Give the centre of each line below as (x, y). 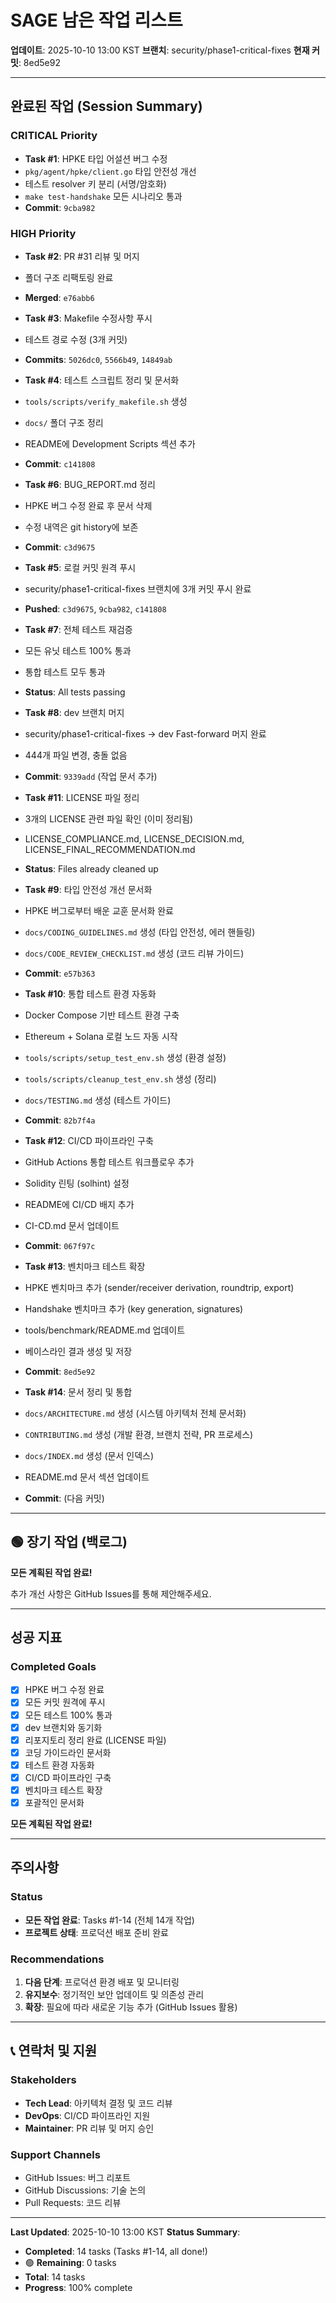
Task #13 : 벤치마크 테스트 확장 (85, 1266)
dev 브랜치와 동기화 (63, 1727)
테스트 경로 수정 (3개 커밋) (76, 339)
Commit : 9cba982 (60, 207)
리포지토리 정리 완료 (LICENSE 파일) (95, 1740)
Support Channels (55, 2154)
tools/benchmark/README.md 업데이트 (105, 1330)
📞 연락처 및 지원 (54, 2051)
